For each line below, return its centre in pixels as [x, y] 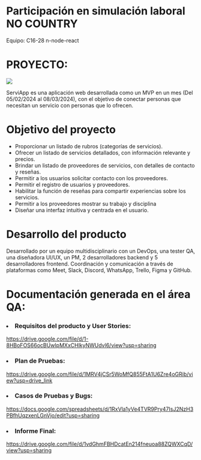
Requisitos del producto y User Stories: [73, 325]
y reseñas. [28, 172]
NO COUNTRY [42, 24]
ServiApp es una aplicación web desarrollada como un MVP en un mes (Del [100, 92]
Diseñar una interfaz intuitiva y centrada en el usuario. [82, 210]
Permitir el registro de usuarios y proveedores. [72, 184]
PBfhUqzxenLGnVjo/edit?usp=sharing [53, 415]
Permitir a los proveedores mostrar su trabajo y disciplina [85, 204]
